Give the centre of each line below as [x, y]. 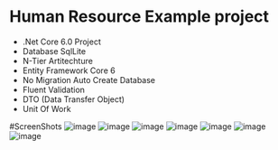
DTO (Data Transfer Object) [73, 99]
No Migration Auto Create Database [89, 80]
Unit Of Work [46, 108]
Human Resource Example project [139, 17]
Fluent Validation [54, 89]
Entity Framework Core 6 [69, 70]
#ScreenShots [36, 126]
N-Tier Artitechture [57, 61]
